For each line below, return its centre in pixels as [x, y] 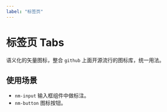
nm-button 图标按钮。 [40, 103]
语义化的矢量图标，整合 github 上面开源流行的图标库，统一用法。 [85, 60]
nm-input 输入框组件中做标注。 [52, 95]
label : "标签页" [25, 11]
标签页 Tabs [35, 42]
